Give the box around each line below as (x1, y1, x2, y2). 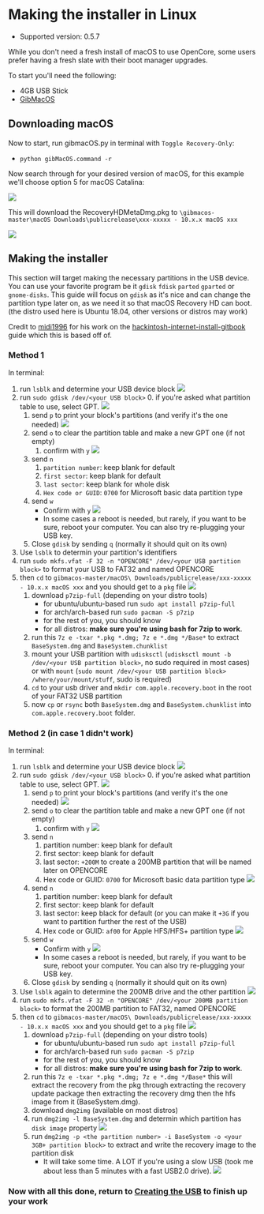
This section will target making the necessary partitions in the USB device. (8, 272, 250, 282)
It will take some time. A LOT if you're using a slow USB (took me (43, 1157, 254, 1167)
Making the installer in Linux (8, 6, 197, 24)
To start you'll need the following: (8, 70, 117, 80)
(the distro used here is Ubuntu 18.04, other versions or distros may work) (8, 306, 248, 316)
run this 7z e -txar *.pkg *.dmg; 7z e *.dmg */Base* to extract (31, 632, 240, 641)
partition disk (31, 1148, 75, 1158)
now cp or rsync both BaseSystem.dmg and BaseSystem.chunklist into (31, 699, 252, 708)
